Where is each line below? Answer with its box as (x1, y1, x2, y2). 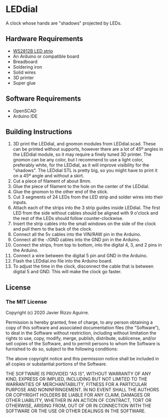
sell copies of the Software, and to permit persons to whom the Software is (5, 341, 160, 347)
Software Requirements (5, 94, 81, 103)
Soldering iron (12, 64, 42, 70)
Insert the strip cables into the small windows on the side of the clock (12, 221, 156, 227)
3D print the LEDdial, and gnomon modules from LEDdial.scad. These (12, 141, 156, 147)
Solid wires (12, 69, 36, 75)
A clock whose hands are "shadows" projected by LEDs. (5, 20, 122, 26)
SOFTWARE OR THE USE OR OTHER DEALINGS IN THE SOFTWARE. (5, 408, 146, 414)
